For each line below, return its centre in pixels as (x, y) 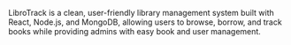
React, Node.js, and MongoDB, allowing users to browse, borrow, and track (145, 22)
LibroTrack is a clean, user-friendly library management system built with (142, 13)
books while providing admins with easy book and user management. (135, 31)
